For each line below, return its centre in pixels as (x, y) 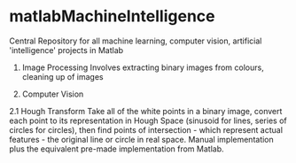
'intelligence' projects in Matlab (66, 50)
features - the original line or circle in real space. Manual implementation (142, 139)
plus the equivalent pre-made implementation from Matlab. (117, 149)
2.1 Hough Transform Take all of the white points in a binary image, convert (146, 111)
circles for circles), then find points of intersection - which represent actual (146, 129)
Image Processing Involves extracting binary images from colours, (143, 67)
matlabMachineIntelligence (112, 16)
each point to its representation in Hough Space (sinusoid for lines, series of (148, 120)
